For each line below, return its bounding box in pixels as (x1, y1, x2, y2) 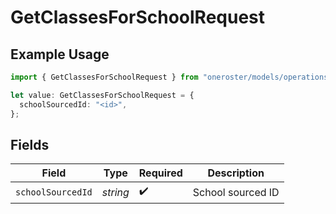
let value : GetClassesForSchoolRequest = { (10, 90, 195, 100)
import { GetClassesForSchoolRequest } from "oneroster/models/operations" (10, 72, 333, 82)
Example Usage (10, 46, 110, 63)
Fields (10, 136, 50, 153)
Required (138, 166, 183, 180)
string (101, 185, 130, 199)
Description (207, 166, 265, 180)
